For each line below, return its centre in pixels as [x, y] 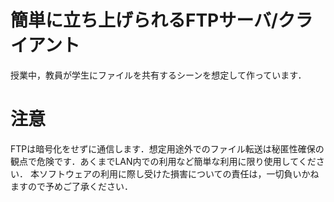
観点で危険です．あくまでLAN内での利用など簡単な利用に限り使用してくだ [163, 161]
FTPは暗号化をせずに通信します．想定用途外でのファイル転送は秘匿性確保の [167, 148]
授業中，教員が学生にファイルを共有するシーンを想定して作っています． [158, 75]
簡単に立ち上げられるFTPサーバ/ [144, 20]
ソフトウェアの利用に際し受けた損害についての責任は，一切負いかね [179, 173]
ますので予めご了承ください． [71, 186]
